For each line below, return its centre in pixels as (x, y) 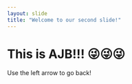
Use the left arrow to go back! (49, 73)
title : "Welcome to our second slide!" (64, 20)
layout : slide (27, 13)
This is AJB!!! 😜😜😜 (66, 54)
